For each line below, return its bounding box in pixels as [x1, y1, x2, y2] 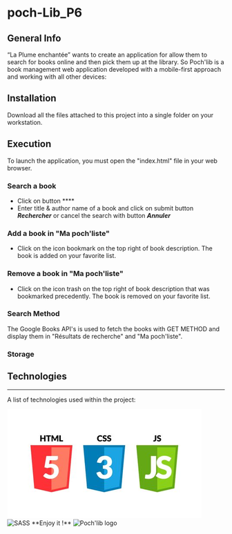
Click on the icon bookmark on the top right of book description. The [17, 244, 213, 253]
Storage [7, 349, 35, 359]
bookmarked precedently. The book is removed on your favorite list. [17, 292, 211, 300]
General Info [7, 32, 61, 44]
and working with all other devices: [7, 72, 107, 81]
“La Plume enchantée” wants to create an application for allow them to [7, 50, 208, 59]
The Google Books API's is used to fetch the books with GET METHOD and [7, 324, 220, 333]
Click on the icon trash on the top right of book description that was [17, 284, 210, 293]
